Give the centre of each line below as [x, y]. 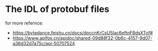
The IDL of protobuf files [57, 9]
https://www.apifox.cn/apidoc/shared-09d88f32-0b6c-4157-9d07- [82, 38]
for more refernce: [24, 23]
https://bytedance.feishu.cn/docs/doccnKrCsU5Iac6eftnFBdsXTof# [83, 32]
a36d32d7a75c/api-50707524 [44, 43]
